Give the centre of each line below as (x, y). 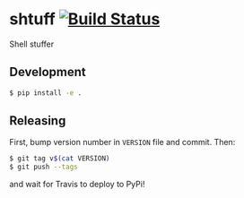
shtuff (32, 19)
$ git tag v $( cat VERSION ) (60, 159)
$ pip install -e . (46, 93)
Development (48, 72)
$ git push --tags (44, 167)
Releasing (38, 121)
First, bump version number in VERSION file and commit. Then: (122, 142)
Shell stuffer (32, 44)
